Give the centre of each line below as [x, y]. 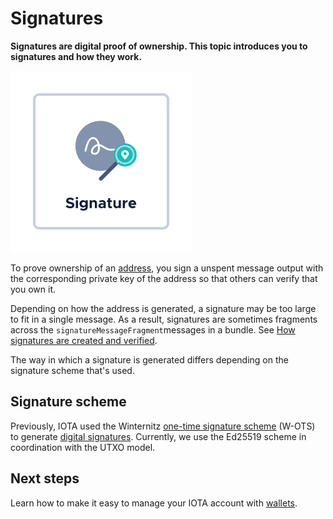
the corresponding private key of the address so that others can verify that [164, 278]
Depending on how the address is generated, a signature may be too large [163, 308]
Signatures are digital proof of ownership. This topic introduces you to [159, 46]
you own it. [33, 289]
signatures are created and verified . [84, 340]
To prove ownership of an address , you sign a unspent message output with [167, 268]
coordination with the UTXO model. [83, 447]
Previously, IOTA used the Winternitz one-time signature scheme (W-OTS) [163, 426]
